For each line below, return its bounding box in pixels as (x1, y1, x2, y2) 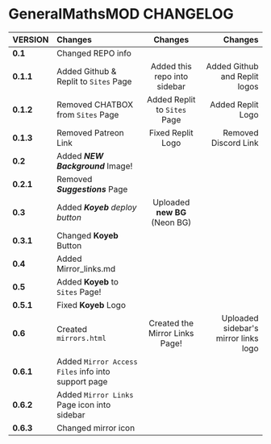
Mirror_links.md (56, 263, 116, 274)
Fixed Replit (148, 127, 194, 138)
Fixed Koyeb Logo (56, 299, 127, 310)
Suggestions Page (56, 183, 128, 194)
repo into (154, 70, 189, 81)
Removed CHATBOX (56, 98, 134, 110)
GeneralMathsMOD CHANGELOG (8, 5, 234, 23)
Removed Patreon (56, 127, 125, 138)
